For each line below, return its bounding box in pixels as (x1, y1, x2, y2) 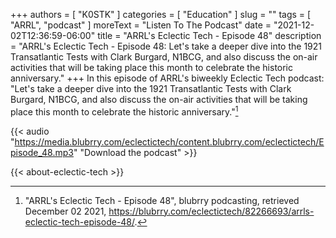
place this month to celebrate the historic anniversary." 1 (10, 104, 239, 118)
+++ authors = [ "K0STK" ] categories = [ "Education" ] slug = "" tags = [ (10, 9, 312, 20)
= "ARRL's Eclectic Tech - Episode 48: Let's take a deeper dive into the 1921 (10, 40, 322, 52)
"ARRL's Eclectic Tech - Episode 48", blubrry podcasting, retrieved (24, 194, 300, 206)
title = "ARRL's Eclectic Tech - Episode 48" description (97, 30, 322, 41)
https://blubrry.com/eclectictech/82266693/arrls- (108, 205, 315, 217)
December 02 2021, (24, 205, 107, 217)
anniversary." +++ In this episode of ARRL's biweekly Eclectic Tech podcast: (10, 72, 325, 84)
